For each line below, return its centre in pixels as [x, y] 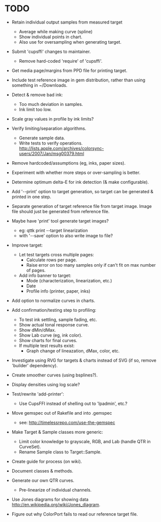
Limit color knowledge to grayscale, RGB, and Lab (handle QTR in [85, 441]
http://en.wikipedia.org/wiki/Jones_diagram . [56, 504]
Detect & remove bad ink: [37, 95]
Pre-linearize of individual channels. [55, 490]
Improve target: [27, 245]
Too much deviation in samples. [51, 104]
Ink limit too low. [35, 109]
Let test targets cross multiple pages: [56, 254]
